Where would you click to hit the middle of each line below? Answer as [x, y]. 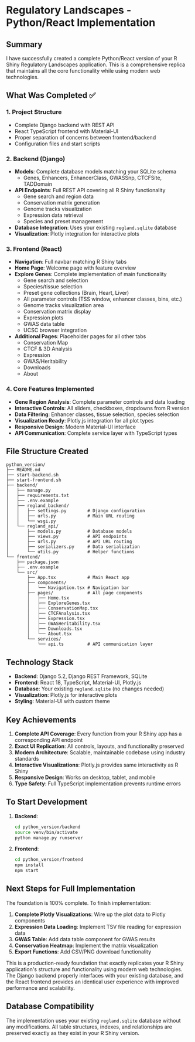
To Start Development [47, 802]
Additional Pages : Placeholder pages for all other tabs [80, 336]
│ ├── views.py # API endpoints [66, 537]
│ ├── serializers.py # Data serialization [73, 547]
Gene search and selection [56, 280]
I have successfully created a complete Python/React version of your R [92, 58]
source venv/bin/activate [46, 832]
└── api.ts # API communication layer [95, 644]
